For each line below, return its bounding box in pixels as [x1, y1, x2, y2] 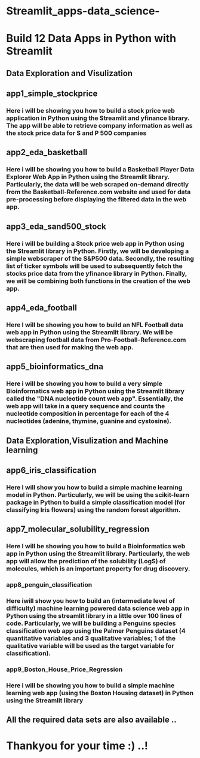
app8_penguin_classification [6, 581, 93, 589]
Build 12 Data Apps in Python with [6, 32, 177, 46]
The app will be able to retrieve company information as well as [6, 122, 193, 130]
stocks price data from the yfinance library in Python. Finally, [6, 269, 187, 277]
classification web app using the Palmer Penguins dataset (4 [6, 627, 186, 635]
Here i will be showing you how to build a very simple [6, 379, 163, 388]
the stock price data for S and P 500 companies [6, 129, 147, 137]
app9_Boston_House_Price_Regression [6, 665, 123, 674]
